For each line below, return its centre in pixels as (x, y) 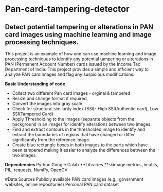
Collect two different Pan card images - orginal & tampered (71, 93)
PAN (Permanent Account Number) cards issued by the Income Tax (72, 64)
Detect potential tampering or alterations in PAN (79, 27)
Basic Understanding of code (35, 84)
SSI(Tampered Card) (33, 114)
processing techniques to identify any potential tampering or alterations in (79, 59)
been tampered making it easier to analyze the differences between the (84, 150)
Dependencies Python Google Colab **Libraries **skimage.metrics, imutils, (82, 165)
